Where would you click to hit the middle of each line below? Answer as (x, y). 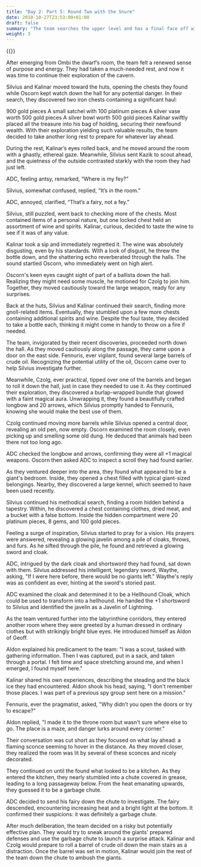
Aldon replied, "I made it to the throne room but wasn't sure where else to (97, 722)
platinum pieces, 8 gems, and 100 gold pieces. (63, 522)
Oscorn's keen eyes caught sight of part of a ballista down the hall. (89, 275)
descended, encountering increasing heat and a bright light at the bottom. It (100, 808)
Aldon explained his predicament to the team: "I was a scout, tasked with (96, 649)
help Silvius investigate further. (44, 368)
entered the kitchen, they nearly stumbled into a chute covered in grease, (97, 777)
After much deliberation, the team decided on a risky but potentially (89, 826)
